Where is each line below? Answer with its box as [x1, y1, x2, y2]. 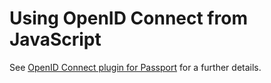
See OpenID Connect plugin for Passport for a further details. [9, 61, 262, 73]
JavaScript [9, 28, 102, 51]
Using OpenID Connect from [9, 7, 248, 30]
